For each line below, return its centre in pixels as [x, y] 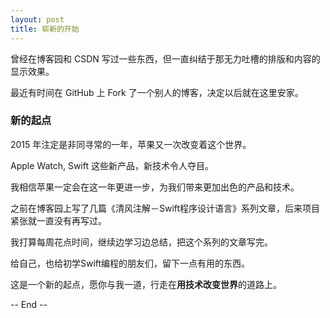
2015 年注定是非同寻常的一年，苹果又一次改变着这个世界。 [131, 144]
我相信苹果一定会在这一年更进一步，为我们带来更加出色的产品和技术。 [155, 187]
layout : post [37, 19]
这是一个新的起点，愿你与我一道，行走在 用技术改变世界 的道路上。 [146, 284]
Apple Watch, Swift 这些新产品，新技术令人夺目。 [112, 165]
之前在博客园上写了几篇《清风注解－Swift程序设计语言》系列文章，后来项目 [165, 208]
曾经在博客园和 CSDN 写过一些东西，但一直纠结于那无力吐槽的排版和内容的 [165, 58]
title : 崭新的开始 [45, 29]
